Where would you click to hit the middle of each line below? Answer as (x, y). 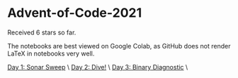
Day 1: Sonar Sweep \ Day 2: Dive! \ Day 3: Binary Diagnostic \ (98, 67)
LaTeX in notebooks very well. (51, 53)
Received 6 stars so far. (42, 32)
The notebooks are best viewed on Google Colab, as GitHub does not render (119, 46)
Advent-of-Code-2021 (75, 13)
